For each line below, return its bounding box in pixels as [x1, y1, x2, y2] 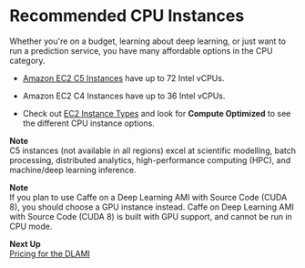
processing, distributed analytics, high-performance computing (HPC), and [9, 154, 291, 165]
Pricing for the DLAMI [9, 248, 91, 259]
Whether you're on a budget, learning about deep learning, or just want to [9, 36, 287, 46]
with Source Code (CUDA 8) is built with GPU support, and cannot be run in [9, 211, 293, 222]
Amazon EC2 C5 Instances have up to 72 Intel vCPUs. [22, 72, 225, 83]
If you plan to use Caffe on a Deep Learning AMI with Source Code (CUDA [9, 191, 288, 202]
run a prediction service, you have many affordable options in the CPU [9, 45, 273, 56]
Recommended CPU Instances [9, 5, 245, 26]
